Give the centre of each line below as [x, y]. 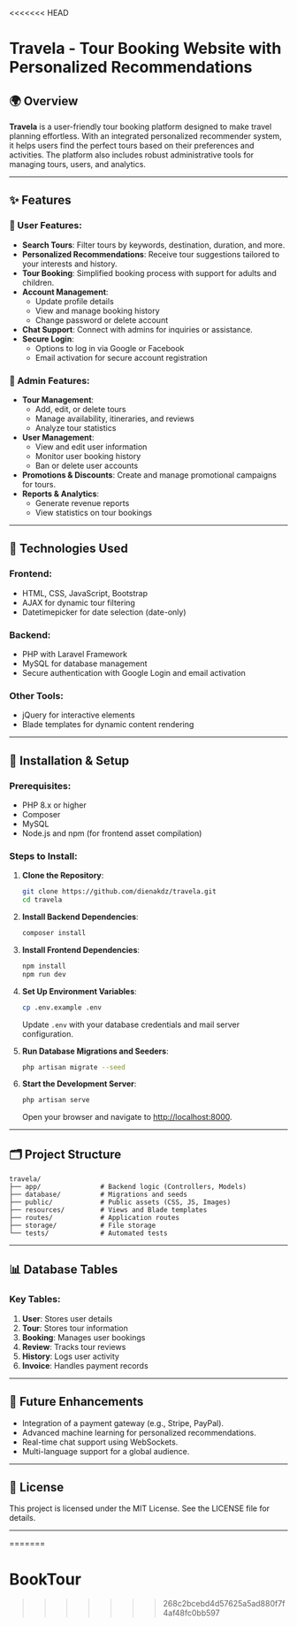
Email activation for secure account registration [121, 357]
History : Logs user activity [70, 1356]
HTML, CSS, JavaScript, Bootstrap [85, 593]
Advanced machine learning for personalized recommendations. [139, 1432]
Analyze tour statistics [76, 427]
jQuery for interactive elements [78, 715]
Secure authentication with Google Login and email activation [133, 672]
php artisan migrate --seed [73, 1067]
